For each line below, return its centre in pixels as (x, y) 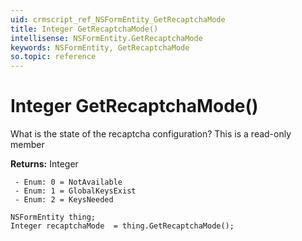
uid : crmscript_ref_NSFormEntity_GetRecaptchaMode (118, 19)
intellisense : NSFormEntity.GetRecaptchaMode (106, 38)
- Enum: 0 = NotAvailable (68, 182)
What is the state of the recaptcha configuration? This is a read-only (151, 134)
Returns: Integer (44, 164)
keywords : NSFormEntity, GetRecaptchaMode (100, 47)
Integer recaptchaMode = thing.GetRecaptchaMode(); (122, 226)
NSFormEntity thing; (53, 217)
